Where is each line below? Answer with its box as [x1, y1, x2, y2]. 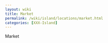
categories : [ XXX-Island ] [5, 20, 57, 25]
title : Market [5, 11, 34, 16]
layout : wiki [5, 7, 32, 12]
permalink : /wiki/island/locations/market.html [5, 16, 104, 21]
